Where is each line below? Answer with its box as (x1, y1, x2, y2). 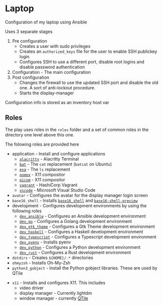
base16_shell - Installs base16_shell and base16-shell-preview (12, 197, 138, 203)
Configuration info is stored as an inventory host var (5, 99, 109, 105)
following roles (12, 208, 42, 214)
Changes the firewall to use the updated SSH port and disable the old (19, 79, 159, 86)
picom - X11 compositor (19, 176, 66, 182)
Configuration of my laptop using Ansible (5, 19, 88, 25)
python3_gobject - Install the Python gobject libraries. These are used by (12, 265, 158, 271)
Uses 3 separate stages (5, 28, 53, 34)
